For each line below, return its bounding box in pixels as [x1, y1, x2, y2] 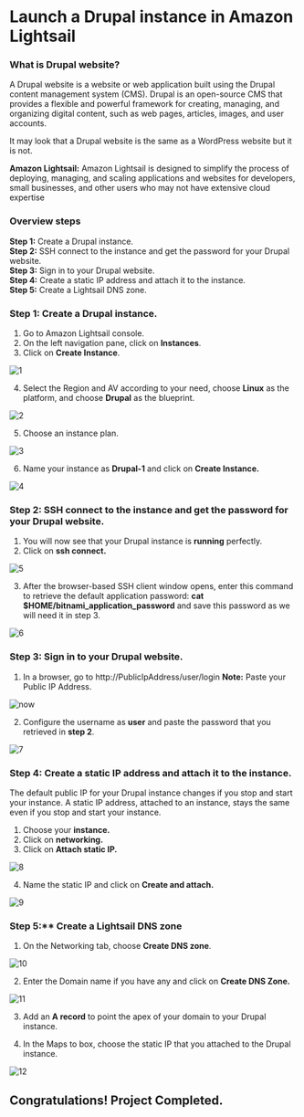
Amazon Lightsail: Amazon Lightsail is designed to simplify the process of [9, 163, 290, 174]
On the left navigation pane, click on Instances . [22, 338, 202, 349]
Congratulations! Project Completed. [9, 1092, 224, 1108]
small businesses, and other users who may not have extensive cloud [9, 183, 271, 194]
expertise [9, 192, 46, 203]
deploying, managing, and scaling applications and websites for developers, [9, 173, 296, 184]
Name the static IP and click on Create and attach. [22, 879, 215, 890]
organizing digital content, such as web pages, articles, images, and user [9, 108, 285, 120]
